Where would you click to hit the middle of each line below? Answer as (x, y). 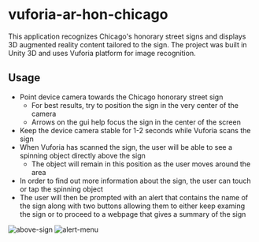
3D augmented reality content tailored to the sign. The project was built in (128, 44)
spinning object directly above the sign (82, 155)
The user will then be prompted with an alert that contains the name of (134, 197)
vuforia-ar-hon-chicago (88, 15)
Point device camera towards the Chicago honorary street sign (121, 97)
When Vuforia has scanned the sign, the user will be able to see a (126, 147)
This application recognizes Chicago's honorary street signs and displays (127, 36)
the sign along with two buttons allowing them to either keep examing (132, 206)
